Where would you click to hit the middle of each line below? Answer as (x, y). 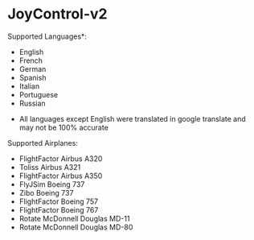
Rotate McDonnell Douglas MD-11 (74, 218)
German (33, 68)
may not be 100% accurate (64, 127)
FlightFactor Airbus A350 (61, 176)
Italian (29, 86)
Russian (32, 103)
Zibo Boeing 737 (46, 192)
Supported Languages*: (47, 36)
